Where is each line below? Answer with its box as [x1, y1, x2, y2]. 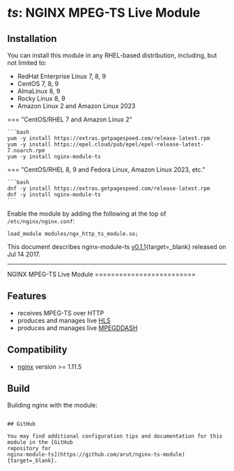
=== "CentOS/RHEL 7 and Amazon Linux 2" [7, 115, 132, 124]
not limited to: [7, 59, 47, 67]
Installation [7, 33, 57, 45]
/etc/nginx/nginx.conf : [7, 217, 75, 225]
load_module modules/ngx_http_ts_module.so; [7, 230, 139, 237]
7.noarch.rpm [7, 147, 45, 154]
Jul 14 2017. [7, 250, 40, 258]
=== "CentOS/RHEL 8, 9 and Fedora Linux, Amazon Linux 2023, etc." [7, 165, 205, 174]
